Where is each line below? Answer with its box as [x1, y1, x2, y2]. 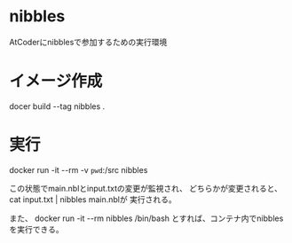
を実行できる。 [9, 223, 64, 234]
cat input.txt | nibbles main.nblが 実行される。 [9, 193, 177, 205]
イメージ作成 [9, 71, 103, 91]
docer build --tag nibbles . [9, 100, 106, 112]
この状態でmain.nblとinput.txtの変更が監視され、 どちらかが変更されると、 [9, 183, 282, 193]
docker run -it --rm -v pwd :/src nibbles [9, 164, 148, 175]
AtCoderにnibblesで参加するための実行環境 [9, 36, 168, 47]
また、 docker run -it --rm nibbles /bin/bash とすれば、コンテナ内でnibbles [9, 213, 284, 223]
